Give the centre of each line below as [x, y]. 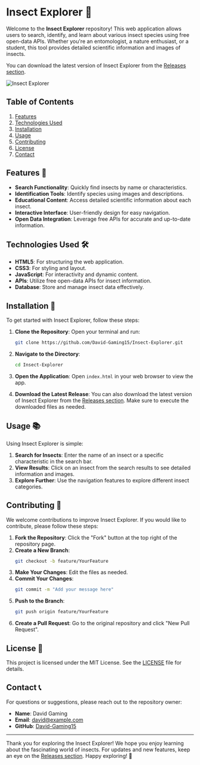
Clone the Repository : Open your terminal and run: [77, 332]
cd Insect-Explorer [39, 365]
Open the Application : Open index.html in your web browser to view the [104, 376]
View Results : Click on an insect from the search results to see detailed [103, 468]
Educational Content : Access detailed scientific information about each [103, 200]
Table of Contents [40, 102]
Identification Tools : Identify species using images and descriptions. [99, 193]
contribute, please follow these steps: [52, 526]
